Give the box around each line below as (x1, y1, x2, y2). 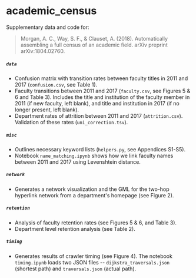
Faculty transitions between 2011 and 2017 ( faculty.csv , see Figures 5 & (14, 87, 191, 94)
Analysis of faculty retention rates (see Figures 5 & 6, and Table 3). (14, 219, 177, 226)
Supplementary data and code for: (6, 24, 89, 31)
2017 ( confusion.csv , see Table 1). (14, 81, 98, 88)
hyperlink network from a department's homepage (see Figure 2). (14, 191, 174, 198)
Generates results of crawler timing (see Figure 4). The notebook (14, 252, 172, 260)
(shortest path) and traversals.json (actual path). (14, 265, 137, 272)
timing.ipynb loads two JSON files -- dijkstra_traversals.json (14, 259, 170, 266)
